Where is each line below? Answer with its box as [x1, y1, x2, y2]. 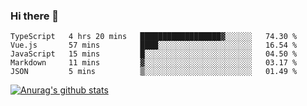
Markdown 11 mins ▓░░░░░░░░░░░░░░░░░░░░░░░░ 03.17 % [10, 58, 298, 68]
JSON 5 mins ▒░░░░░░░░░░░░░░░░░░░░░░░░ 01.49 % [10, 67, 298, 77]
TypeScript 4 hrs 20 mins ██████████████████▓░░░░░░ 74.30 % [10, 32, 298, 42]
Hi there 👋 [10, 9, 60, 23]
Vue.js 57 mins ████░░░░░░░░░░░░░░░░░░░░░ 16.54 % [10, 40, 298, 51]
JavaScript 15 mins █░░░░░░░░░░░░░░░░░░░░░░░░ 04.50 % [10, 49, 298, 59]
